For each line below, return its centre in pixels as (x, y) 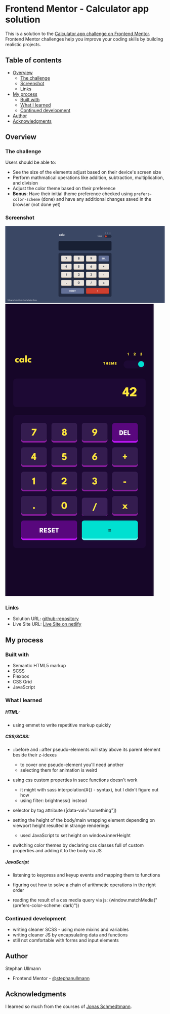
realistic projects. (23, 44)
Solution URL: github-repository (46, 619)
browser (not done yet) (36, 205)
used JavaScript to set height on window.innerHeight (75, 835)
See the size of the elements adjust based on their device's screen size (87, 172)
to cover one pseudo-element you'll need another (72, 765)
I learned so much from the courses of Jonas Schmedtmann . (69, 1006)
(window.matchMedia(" (133, 900)
